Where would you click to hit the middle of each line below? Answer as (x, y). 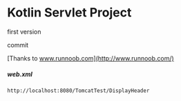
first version (24, 32)
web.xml (20, 74)
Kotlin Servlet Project (69, 13)
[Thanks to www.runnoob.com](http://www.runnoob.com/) (90, 58)
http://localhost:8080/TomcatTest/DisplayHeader (78, 91)
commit (18, 45)
